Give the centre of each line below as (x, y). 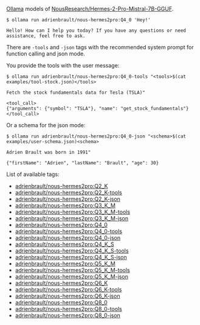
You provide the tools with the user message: (63, 65)
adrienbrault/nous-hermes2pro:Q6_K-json (67, 296)
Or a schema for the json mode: (46, 125)
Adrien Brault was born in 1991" (49, 152)
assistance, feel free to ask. (46, 36)
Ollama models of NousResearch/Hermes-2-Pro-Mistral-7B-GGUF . (90, 9)
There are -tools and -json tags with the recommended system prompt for (100, 47)
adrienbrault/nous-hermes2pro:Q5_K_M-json (72, 277)
